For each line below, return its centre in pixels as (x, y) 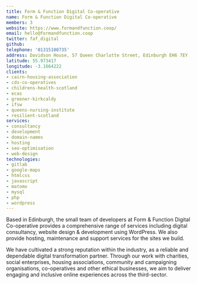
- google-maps (24, 170)
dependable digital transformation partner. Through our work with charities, (98, 256)
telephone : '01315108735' (38, 50)
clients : (17, 72)
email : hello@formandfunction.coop (50, 34)
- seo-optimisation (30, 148)
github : (16, 45)
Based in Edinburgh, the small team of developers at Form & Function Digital (98, 220)
